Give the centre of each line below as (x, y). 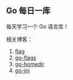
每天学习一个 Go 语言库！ (37, 26)
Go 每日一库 (28, 11)
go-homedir (30, 64)
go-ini (22, 70)
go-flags (25, 57)
